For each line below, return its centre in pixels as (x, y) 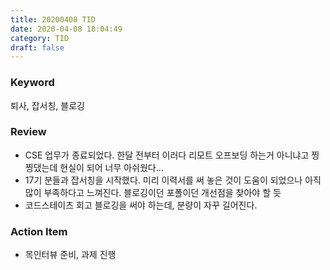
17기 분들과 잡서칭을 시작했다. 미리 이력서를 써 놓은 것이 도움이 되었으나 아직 (173, 180)
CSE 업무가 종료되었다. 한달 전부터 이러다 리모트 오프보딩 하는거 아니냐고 (167, 155)
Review (28, 132)
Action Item (39, 231)
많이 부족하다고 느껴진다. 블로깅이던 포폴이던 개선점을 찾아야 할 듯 (153, 192)
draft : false (37, 47)
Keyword (32, 83)
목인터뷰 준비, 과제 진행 (70, 255)
